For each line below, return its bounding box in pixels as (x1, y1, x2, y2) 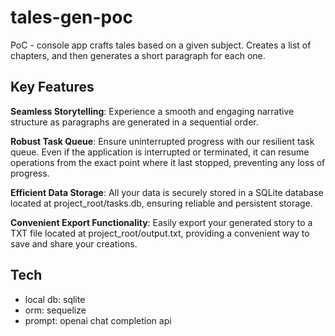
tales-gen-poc (10, 6, 133, 29)
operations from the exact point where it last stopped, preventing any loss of (10, 156, 326, 168)
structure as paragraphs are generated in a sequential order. (10, 116, 259, 128)
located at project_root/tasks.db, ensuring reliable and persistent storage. (10, 197, 313, 209)
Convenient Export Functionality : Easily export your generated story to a (10, 216, 313, 228)
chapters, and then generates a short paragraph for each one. (10, 49, 266, 61)
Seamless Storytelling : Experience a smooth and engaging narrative (10, 105, 295, 117)
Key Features (10, 79, 95, 96)
